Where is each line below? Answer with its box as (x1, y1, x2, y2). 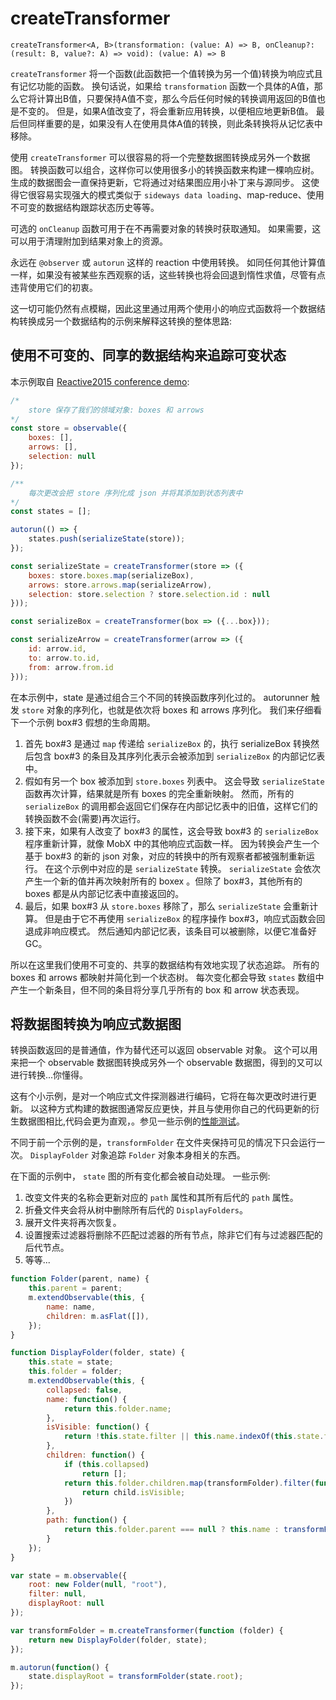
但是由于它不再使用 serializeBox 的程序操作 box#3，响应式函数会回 (44, 912, 326, 924)
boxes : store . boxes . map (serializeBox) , (28, 570, 195, 581)
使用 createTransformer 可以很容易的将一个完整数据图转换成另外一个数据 (10, 151, 311, 163)
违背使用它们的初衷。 (10, 281, 98, 293)
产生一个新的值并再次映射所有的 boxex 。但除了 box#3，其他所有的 (24, 875, 303, 887)
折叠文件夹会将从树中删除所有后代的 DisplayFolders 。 (24, 1204, 248, 1216)
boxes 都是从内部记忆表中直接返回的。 (24, 887, 185, 899)
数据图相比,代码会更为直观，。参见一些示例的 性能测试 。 (18, 1115, 246, 1127)
